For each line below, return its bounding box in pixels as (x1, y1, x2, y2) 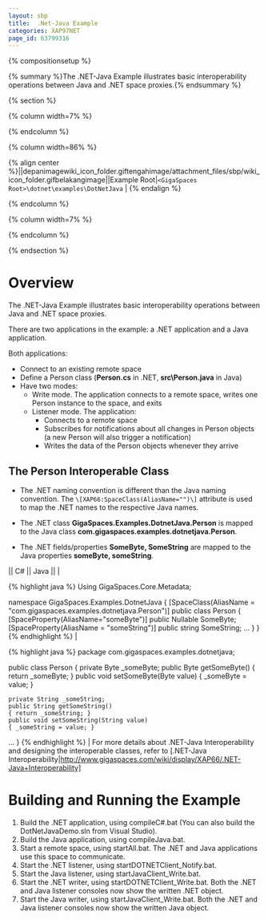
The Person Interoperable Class (8, 464, 170, 478)
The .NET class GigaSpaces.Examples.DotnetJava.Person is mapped (19, 519, 254, 527)
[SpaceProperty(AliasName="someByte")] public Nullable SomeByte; (8, 615, 237, 624)
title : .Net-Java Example (8, 19, 98, 27)
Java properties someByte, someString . (19, 551, 154, 560)
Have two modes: (19, 381, 78, 391)
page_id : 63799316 (8, 34, 70, 43)
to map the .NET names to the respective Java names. (19, 503, 198, 512)
